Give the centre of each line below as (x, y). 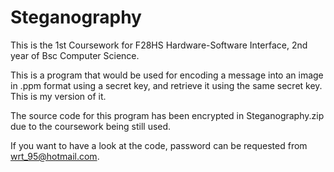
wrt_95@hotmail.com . (55, 156)
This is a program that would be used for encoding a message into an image (167, 75)
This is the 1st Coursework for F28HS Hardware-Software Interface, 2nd (159, 45)
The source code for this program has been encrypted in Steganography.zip (167, 115)
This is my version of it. (58, 96)
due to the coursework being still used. (91, 126)
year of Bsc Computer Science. (75, 55)
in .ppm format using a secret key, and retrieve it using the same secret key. (166, 85)
